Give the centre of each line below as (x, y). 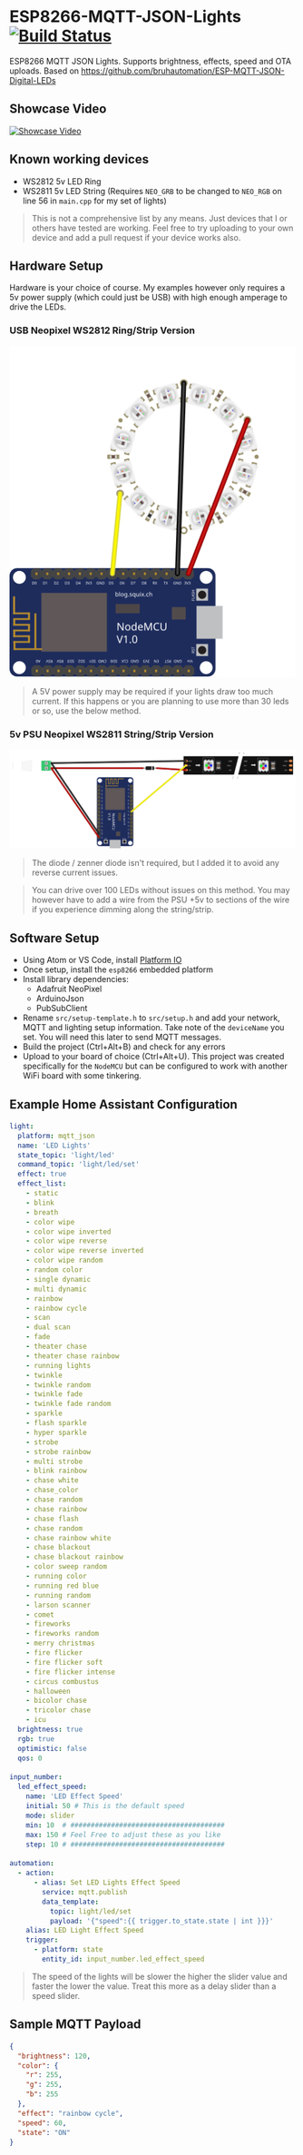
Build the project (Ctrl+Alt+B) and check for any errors (124, 1047)
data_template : (71, 1902)
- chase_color (52, 1491)
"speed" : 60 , (42, 2123)
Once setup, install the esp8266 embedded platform (118, 969)
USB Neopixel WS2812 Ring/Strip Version (102, 330)
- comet (40, 1614)
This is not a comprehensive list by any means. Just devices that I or (159, 218)
